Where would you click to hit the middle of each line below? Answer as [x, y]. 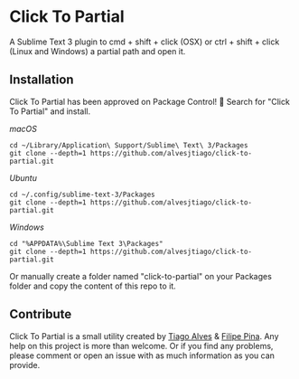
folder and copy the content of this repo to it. [93, 286]
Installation [42, 80]
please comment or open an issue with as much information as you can [142, 355]
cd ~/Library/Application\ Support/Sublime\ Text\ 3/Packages [129, 145]
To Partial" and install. [50, 111]
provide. [25, 365]
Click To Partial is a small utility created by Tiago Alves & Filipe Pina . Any [144, 336]
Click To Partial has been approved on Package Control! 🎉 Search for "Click [150, 101]
